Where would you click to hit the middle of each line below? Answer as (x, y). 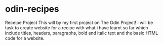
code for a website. (25, 38)
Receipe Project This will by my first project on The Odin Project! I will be (79, 22)
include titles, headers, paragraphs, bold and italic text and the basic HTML (81, 33)
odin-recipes (32, 9)
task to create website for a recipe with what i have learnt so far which (77, 27)
